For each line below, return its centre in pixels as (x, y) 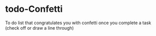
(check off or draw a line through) (40, 28)
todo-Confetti (34, 9)
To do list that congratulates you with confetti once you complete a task (78, 23)
